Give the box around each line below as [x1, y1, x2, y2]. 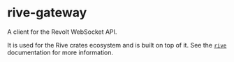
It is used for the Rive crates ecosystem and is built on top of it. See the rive [7, 41, 227, 49]
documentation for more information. [7, 48, 114, 56]
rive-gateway [7, 5, 87, 21]
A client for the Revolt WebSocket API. [7, 28, 117, 36]
